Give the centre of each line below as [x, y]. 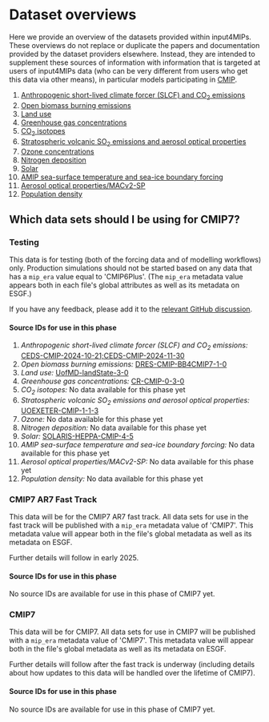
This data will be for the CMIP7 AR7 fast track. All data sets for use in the [129, 516]
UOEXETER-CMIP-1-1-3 [60, 411]
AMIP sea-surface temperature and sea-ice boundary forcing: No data [138, 444]
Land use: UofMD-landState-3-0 [74, 373]
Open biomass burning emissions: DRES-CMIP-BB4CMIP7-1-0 [124, 364]
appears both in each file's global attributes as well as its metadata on [124, 285]
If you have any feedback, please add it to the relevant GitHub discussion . [131, 309]
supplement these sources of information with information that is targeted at [135, 62]
